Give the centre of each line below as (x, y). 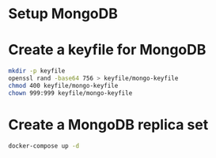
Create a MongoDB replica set (108, 124)
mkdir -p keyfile (37, 71)
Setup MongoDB (63, 14)
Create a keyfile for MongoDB (107, 50)
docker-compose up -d (44, 146)
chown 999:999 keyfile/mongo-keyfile (70, 93)
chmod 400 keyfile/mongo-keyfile (63, 85)
